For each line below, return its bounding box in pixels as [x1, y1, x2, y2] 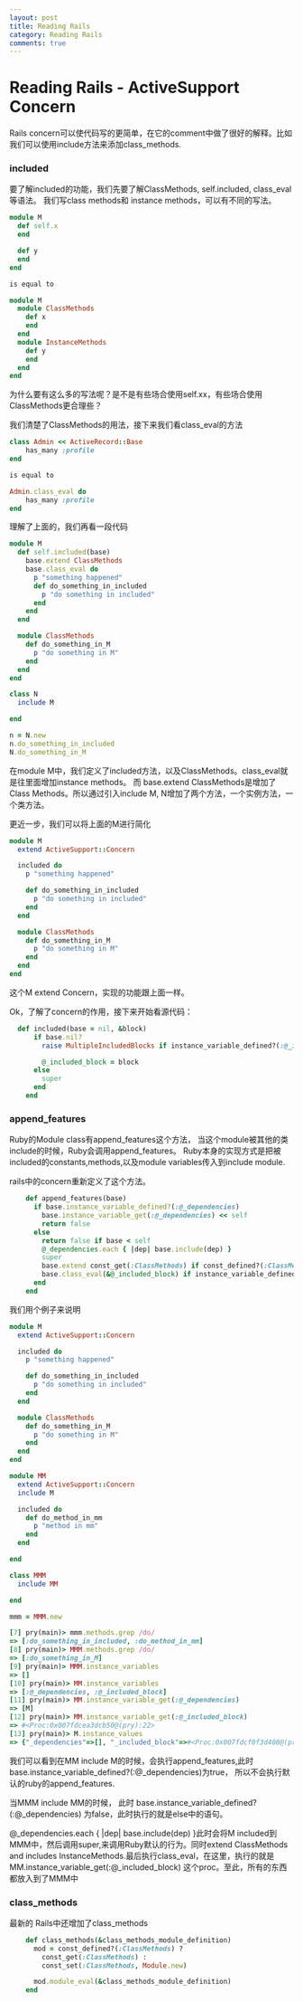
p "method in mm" [32, 1522, 99, 1531]
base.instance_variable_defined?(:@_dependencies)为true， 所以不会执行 [9, 1766, 282, 1778]
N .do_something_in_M [9, 747, 87, 756]
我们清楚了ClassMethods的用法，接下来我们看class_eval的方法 [9, 420, 243, 431]
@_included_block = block [41, 1058, 140, 1067]
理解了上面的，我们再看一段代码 [9, 521, 128, 532]
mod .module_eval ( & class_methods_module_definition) [32, 1978, 232, 1987]
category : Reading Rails [9, 30, 103, 39]
